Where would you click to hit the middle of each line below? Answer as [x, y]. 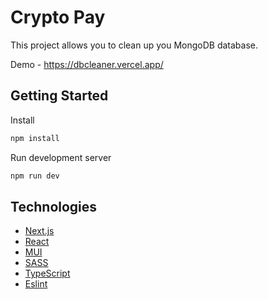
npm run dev [35, 176]
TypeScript [47, 273]
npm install [35, 138]
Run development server [61, 157]
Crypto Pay [58, 17]
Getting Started [59, 96]
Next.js [39, 231]
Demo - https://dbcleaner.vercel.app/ [87, 64]
